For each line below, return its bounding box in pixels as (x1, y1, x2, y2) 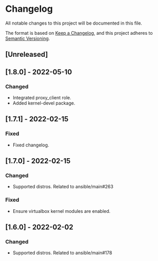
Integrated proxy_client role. (12, 95, 71, 101)
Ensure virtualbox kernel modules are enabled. (12, 208, 111, 214)
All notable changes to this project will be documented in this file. (5, 20, 143, 26)
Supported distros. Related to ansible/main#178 (12, 250, 112, 256)
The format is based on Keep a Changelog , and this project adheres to (5, 30, 153, 36)
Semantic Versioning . (5, 35, 50, 41)
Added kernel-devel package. (12, 100, 75, 106)
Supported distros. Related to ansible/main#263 (12, 184, 114, 190)
